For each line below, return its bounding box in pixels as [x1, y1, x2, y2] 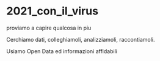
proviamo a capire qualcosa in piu [6, 24, 92, 31]
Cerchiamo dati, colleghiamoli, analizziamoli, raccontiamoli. [6, 36, 155, 43]
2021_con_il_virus [6, 4, 99, 18]
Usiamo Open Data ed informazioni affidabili [6, 47, 118, 55]
